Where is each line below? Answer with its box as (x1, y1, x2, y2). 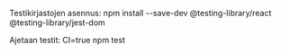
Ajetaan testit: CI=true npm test (9, 35, 126, 45)
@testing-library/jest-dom (9, 17, 105, 28)
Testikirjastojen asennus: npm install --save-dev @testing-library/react (9, 8, 272, 18)
